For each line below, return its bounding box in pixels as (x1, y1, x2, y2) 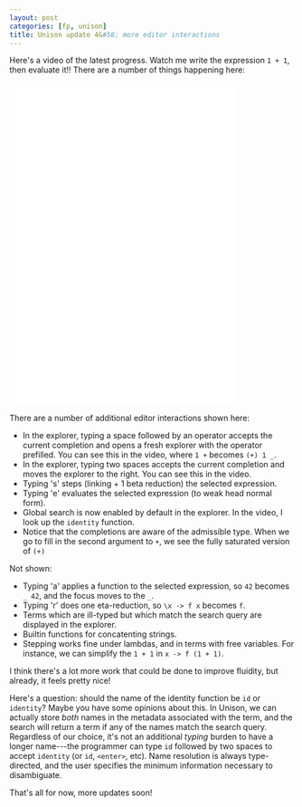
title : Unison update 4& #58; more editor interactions (9, 30, 221, 39)
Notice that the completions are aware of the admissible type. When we (22, 526, 290, 537)
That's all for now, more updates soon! (9, 787, 153, 798)
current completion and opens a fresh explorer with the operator (22, 440, 263, 451)
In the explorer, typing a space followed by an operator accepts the (22, 430, 273, 441)
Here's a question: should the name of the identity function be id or (9, 693, 261, 704)
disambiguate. (9, 770, 62, 781)
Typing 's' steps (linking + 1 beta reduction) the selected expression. (22, 478, 278, 489)
